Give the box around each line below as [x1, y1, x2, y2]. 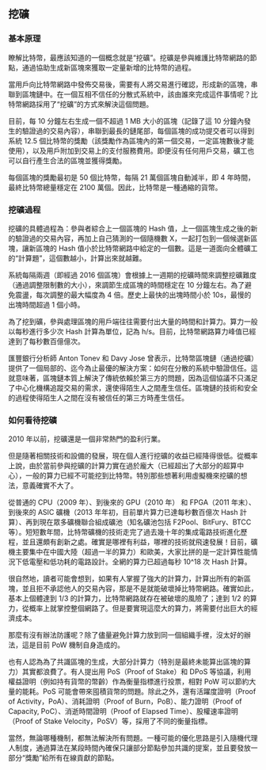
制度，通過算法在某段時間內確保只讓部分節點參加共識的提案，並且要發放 [14, 743, 251, 753]
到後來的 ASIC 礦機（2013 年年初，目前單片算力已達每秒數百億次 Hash [8, 508, 239, 517]
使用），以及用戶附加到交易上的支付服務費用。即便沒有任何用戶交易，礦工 [8, 146, 248, 155]
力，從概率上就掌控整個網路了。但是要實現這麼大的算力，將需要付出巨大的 [8, 604, 251, 613]
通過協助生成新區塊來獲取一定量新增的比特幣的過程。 [21, 63, 196, 72]
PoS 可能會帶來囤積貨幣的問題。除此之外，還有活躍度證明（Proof [42, 687, 256, 696]
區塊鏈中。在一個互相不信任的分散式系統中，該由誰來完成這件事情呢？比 [21, 90, 258, 99]
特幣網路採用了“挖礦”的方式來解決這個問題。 [8, 99, 154, 109]
